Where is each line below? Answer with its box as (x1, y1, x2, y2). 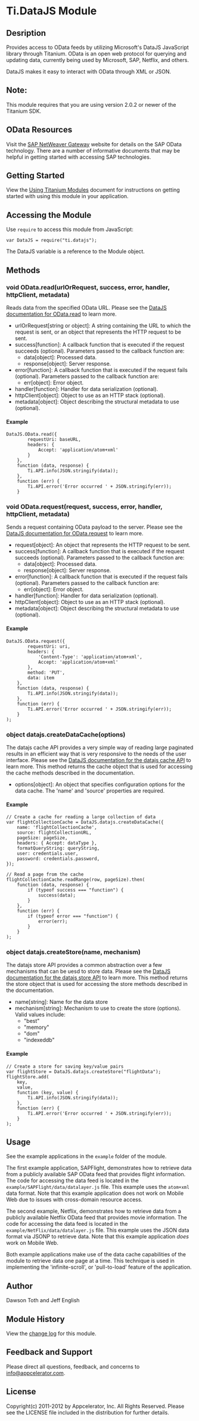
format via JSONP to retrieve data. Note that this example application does (6, 1233, 189, 1240)
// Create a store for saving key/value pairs (6, 1064, 124, 1069)
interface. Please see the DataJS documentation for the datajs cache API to (6, 756, 192, 763)
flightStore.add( (6, 1074, 49, 1080)
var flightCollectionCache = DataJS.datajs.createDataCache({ (6, 819, 164, 825)
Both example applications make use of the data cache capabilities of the (6, 1251, 186, 1258)
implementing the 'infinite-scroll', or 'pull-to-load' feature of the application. (6, 1263, 192, 1271)
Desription (6, 28, 46, 38)
